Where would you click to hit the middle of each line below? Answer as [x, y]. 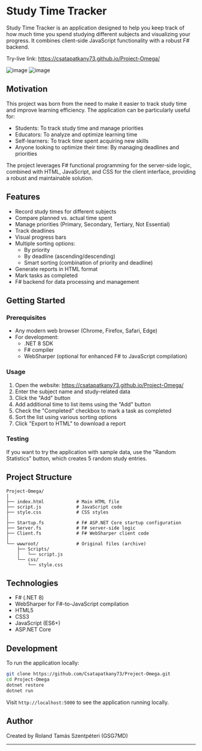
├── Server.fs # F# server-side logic [71, 528]
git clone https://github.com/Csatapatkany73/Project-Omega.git [88, 674]
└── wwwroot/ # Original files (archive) [76, 544]
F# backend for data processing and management [77, 281]
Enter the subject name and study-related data [72, 391]
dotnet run [20, 691]
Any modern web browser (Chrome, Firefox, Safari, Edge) [86, 331]
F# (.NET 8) [29, 598]
